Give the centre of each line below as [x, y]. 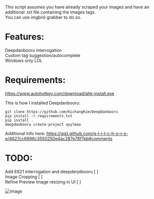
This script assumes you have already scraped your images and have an [77, 7]
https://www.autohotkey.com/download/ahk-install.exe [60, 93]
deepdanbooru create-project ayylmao [43, 124]
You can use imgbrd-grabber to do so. [43, 17]
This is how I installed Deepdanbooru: [43, 103]
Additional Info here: [25, 133]
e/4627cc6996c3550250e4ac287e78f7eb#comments [59, 138]
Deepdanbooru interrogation [33, 50]
